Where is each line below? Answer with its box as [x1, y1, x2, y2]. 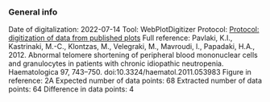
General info [8, 6, 58, 18]
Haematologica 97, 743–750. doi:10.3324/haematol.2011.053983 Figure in [8, 67, 252, 77]
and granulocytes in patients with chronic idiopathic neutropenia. [8, 59, 224, 68]
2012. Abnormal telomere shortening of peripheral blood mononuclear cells [8, 51, 258, 60]
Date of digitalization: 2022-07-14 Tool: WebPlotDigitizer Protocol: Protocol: [8, 25, 260, 35]
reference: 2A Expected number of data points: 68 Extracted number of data [8, 75, 263, 86]
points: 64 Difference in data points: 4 [8, 84, 135, 94]
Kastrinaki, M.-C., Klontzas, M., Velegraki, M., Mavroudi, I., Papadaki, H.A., [8, 42, 255, 51]
